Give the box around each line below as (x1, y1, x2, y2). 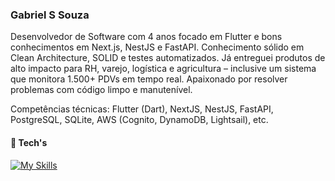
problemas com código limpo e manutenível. (10, 84, 193, 96)
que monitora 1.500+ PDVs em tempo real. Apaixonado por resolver (10, 73, 288, 85)
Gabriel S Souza (10, 8, 90, 22)
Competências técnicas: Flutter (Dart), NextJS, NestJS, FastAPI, (10, 103, 274, 115)
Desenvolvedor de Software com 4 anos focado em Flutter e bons (10, 31, 283, 43)
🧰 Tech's (10, 136, 48, 148)
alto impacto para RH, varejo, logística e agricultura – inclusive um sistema (10, 63, 317, 75)
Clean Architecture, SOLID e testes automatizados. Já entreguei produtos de (10, 52, 326, 64)
